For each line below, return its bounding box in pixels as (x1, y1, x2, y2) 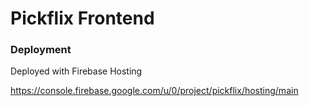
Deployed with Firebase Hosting (10, 65, 143, 77)
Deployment (10, 43, 72, 57)
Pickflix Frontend (10, 7, 155, 30)
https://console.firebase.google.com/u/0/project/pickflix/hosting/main (10, 85, 299, 97)
